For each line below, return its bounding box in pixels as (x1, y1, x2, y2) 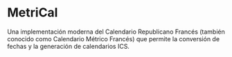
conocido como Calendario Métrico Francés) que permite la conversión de (7, 34, 220, 43)
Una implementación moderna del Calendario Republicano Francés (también (7, 27, 225, 36)
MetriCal (7, 5, 58, 21)
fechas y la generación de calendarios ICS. (7, 42, 130, 50)
